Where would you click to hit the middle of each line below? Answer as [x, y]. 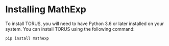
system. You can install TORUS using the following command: [70, 29]
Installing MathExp [46, 9]
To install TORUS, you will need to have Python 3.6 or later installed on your [85, 24]
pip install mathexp [27, 38]
